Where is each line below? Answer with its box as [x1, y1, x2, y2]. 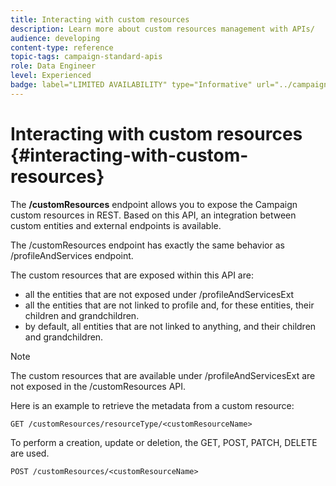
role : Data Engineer [10, 61, 97, 71]
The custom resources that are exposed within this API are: [10, 269, 254, 281]
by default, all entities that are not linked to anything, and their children [24, 320, 317, 332]
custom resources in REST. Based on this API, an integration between [10, 209, 297, 221]
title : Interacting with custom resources [10, 14, 190, 25]
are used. [10, 447, 50, 459]
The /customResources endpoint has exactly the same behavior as [10, 239, 285, 251]
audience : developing [10, 33, 101, 43]
